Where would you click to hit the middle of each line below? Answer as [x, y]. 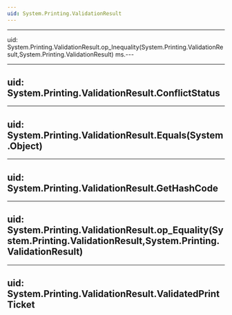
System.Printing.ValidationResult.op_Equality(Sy [116, 231]
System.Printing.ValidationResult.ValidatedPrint [113, 294]
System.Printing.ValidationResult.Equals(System [115, 135]
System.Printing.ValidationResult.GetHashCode [113, 188]
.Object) [25, 146]
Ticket [21, 305]
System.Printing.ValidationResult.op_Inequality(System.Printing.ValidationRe [115, 47]
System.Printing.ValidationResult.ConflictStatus [114, 93]
